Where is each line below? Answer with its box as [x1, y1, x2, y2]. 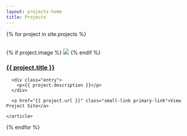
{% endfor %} [6, 124, 40, 131]
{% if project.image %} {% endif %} [6, 48, 101, 56]
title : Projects [6, 14, 46, 20]
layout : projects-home [6, 8, 62, 15]
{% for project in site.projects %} [6, 30, 87, 37]
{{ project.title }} [6, 63, 55, 72]
